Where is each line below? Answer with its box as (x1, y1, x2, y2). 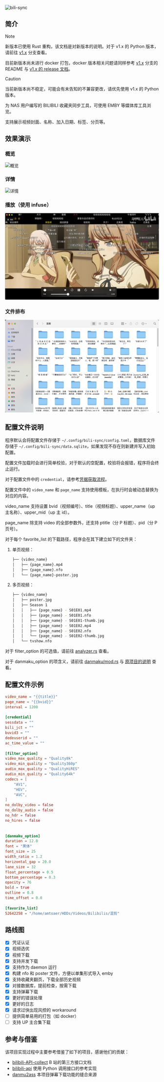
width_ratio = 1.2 (5, 854, 42, 859)
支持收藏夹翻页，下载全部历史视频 (12, 976, 81, 982)
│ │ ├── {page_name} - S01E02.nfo (12, 629, 91, 633)
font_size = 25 (5, 849, 36, 854)
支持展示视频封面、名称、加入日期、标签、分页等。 (5, 119, 108, 125)
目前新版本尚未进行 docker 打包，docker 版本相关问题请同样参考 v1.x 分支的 (5, 60, 158, 66)
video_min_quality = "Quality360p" (5, 761, 78, 766)
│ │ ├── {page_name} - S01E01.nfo (12, 613, 91, 618)
